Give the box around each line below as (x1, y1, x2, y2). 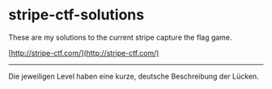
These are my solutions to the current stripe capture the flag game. (8, 32, 232, 42)
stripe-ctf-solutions (8, 6, 144, 24)
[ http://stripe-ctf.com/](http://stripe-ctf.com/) (8, 48, 159, 57)
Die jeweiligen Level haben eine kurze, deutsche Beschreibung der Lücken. (8, 71, 259, 81)
